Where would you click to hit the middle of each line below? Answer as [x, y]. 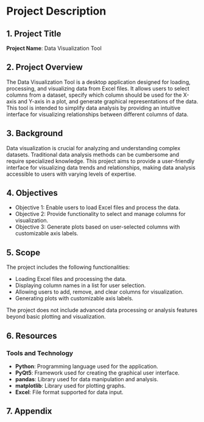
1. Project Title [34, 34]
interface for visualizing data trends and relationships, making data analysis [101, 167]
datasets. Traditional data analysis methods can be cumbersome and [93, 154]
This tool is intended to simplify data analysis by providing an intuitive [93, 108]
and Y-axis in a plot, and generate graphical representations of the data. [108, 101]
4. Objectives [32, 193]
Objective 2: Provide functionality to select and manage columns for [100, 214]
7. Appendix [29, 411]
